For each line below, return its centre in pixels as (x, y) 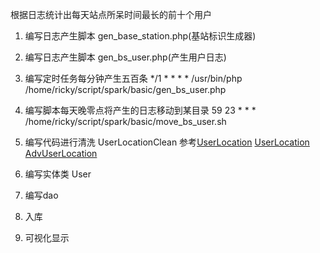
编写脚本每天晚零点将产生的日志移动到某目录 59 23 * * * (140, 110)
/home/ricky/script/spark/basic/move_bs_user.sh (125, 121)
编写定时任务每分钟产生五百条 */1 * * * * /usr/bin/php (133, 78)
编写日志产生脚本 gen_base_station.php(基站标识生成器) (140, 36)
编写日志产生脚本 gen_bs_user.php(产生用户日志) (125, 57)
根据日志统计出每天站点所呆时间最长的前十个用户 (111, 14)
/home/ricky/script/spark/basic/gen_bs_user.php (125, 89)
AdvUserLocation (61, 153)
